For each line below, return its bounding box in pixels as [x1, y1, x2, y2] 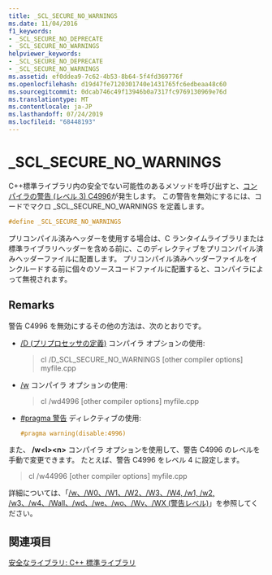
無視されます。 [22, 274, 71, 283]
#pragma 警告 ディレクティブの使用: [19, 413, 142, 423]
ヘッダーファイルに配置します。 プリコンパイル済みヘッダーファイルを [15, 253, 251, 263]
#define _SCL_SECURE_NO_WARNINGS [8, 217, 122, 226]
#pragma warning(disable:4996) [19, 429, 127, 437]
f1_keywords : [8, 27, 53, 35]
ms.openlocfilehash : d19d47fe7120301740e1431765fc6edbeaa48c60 [8, 80, 227, 88]
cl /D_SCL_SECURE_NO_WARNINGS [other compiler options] [40, 354, 244, 364]
